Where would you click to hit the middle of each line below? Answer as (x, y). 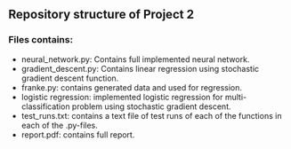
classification (45, 106)
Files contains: (40, 40)
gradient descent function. (70, 78)
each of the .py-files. (60, 125)
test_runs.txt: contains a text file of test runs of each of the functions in (151, 115)
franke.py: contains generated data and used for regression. (131, 87)
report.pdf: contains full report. (78, 134)
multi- (235, 97)
